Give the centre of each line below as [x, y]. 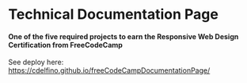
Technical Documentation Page [114, 14]
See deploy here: [36, 62]
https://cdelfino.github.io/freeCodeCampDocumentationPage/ [109, 70]
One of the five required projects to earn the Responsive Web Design [123, 36]
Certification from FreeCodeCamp [65, 45]
